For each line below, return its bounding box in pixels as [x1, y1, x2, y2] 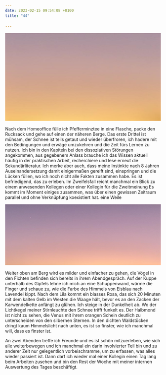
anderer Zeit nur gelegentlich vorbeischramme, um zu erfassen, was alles [5, 348, 155, 354]
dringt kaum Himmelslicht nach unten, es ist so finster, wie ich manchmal [5, 323, 154, 329]
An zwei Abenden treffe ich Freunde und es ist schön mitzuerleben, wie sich [5, 338, 161, 344]
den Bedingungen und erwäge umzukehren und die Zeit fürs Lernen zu [5, 142, 150, 148]
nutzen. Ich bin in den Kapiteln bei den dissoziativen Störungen [5, 147, 133, 153]
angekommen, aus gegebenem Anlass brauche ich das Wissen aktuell [5, 152, 148, 158]
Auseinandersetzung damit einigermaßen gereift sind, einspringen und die [5, 168, 157, 174]
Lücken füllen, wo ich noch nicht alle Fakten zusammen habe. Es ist [5, 174, 143, 180]
